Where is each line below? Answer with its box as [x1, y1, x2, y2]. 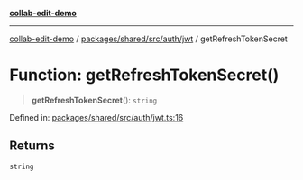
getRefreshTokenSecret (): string [31, 94, 158, 105]
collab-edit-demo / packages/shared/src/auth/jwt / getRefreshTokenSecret [9, 33, 289, 44]
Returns [9, 139, 56, 154]
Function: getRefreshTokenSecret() [9, 65, 280, 85]
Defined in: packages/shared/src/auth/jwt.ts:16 [9, 112, 184, 122]
